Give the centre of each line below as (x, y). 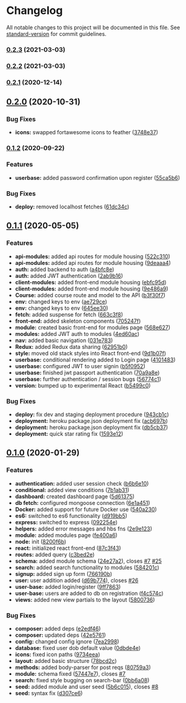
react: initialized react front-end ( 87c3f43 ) (68, 548)
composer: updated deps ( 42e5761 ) (60, 635)
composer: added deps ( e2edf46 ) (58, 628)
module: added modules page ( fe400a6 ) (66, 535)
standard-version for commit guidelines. (56, 33)
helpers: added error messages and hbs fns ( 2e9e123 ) (84, 529)
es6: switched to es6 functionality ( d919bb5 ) (71, 516)
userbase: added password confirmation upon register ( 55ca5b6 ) (98, 177)
